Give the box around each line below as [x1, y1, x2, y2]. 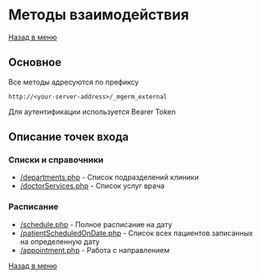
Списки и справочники [8, 155, 104, 166]
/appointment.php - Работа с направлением [19, 245, 170, 255]
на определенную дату [19, 236, 100, 247]
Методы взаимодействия [8, 6, 189, 24]
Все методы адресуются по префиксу [8, 77, 139, 86]
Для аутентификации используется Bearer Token [8, 106, 176, 116]
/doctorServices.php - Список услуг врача [19, 181, 165, 191]
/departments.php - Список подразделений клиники [19, 172, 199, 182]
